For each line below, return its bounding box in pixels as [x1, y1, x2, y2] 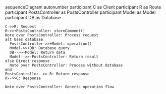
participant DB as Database [5, 15, 61, 20]
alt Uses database [5, 37, 43, 42]
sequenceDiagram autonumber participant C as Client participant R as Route [5, 4, 162, 10]
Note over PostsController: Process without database [9, 63, 123, 68]
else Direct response [5, 59, 50, 63]
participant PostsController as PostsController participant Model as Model [5, 9, 156, 15]
